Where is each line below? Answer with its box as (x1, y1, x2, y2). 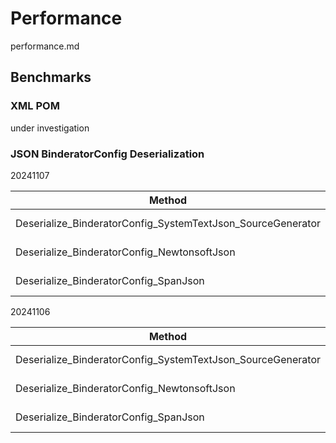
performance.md (10, 40, 80, 52)
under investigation (10, 122, 90, 134)
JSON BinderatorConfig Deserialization (10, 147, 205, 161)
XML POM (10, 99, 60, 113)
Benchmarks (10, 69, 92, 86)
